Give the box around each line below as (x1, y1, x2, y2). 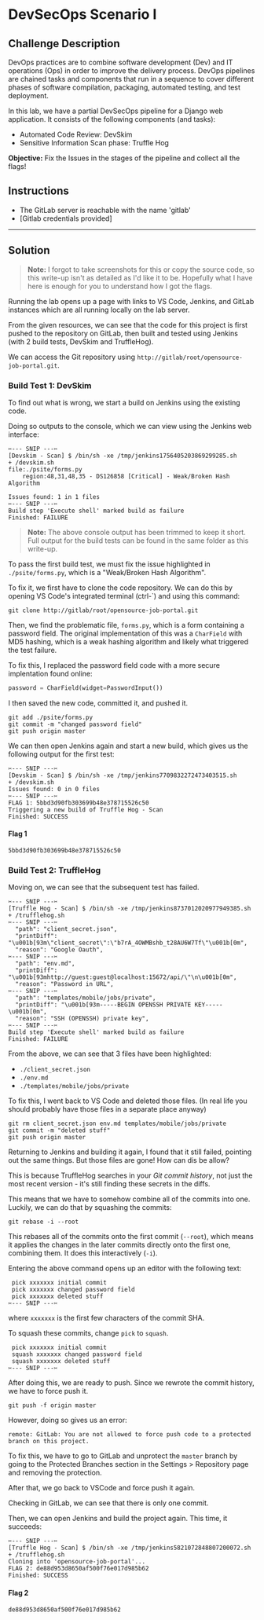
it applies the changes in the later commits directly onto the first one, (8, 1240, 231, 1250)
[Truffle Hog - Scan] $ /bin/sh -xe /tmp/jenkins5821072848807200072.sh (8, 1544, 251, 1552)
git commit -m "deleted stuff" (8, 1127, 111, 1134)
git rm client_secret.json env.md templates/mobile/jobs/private (8, 1120, 226, 1128)
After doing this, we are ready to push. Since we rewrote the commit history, (8, 1378, 255, 1387)
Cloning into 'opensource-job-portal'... (8, 1558, 146, 1566)
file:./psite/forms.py (8, 465, 82, 473)
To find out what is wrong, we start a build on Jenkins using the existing (8, 398, 241, 407)
